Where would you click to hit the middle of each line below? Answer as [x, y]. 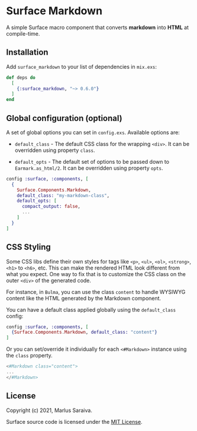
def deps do [21, 77]
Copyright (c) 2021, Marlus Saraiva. [49, 410]
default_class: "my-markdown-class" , [63, 195]
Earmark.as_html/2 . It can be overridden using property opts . [89, 168]
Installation [27, 53]
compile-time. [23, 33]
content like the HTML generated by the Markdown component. [84, 298]
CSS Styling [29, 247]
